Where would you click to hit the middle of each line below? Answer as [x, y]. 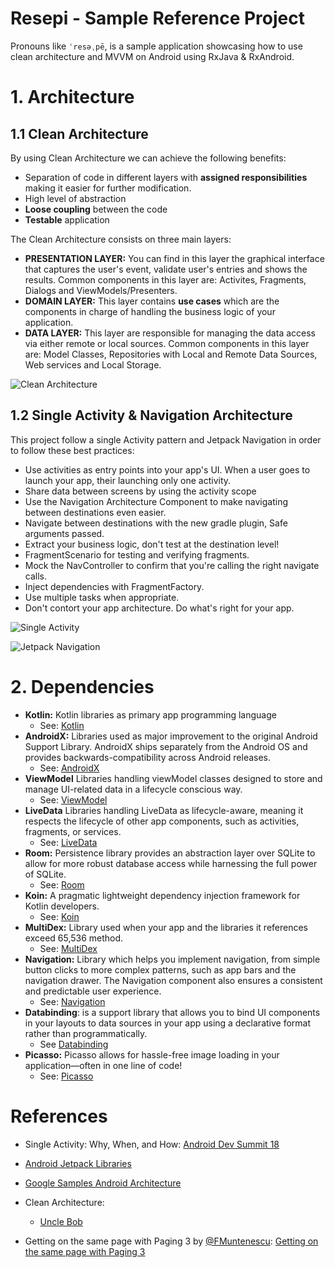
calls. [35, 576]
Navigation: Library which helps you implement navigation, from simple [172, 959]
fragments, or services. [73, 831]
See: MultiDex [68, 948]
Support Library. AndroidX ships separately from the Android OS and [166, 746]
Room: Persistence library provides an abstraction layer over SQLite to [170, 853]
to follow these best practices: [72, 450]
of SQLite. [45, 874]
